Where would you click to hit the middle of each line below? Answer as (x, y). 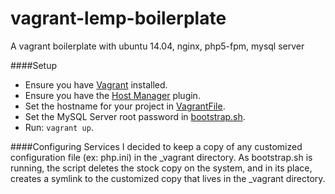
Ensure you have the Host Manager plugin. (112, 95)
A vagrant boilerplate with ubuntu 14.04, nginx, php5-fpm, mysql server (157, 46)
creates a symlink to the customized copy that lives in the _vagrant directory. (168, 178)
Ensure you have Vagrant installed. (96, 84)
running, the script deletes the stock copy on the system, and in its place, (161, 168)
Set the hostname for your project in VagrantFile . (125, 106)
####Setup (34, 65)
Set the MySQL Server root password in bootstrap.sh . (135, 116)
